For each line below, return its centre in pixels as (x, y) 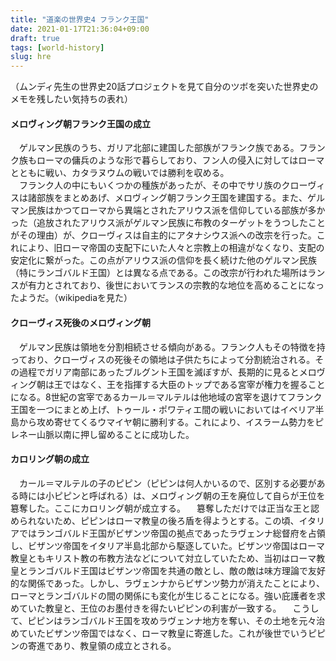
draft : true (35, 38)
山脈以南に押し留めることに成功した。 (115, 434)
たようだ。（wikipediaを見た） (71, 298)
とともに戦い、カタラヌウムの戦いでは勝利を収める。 (120, 173)
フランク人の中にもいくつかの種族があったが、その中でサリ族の (150, 185)
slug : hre (31, 57)
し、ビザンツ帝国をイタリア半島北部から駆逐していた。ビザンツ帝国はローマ (168, 545)
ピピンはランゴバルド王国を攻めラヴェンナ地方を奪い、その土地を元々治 (176, 620)
